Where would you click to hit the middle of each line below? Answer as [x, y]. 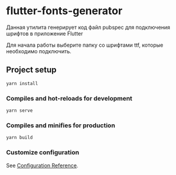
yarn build [19, 138]
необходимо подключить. [39, 51]
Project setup [32, 70]
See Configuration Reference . [42, 165]
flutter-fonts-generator [64, 11]
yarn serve [19, 111]
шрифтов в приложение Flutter [45, 33]
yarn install [22, 83]
